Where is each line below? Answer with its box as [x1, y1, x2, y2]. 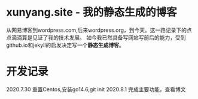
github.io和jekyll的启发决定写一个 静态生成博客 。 [6, 41, 124, 49]
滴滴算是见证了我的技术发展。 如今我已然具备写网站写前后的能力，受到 [11, 34, 186, 41]
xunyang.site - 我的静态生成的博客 [6, 5, 178, 19]
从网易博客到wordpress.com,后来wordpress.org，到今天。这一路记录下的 [6, 26, 187, 34]
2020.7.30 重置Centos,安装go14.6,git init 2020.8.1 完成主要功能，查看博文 [6, 85, 187, 93]
